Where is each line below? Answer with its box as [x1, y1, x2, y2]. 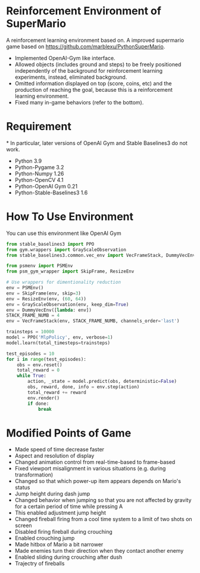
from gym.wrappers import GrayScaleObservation [6, 246, 127, 253]
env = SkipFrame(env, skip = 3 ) [6, 290, 82, 296]
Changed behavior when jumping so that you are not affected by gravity [14, 497, 192, 504]
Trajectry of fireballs [14, 560, 65, 567]
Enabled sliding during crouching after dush [14, 553, 123, 561]
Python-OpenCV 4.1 [14, 176, 64, 183]
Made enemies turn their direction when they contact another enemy [14, 547, 184, 555]
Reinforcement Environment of [6, 4, 162, 18]
